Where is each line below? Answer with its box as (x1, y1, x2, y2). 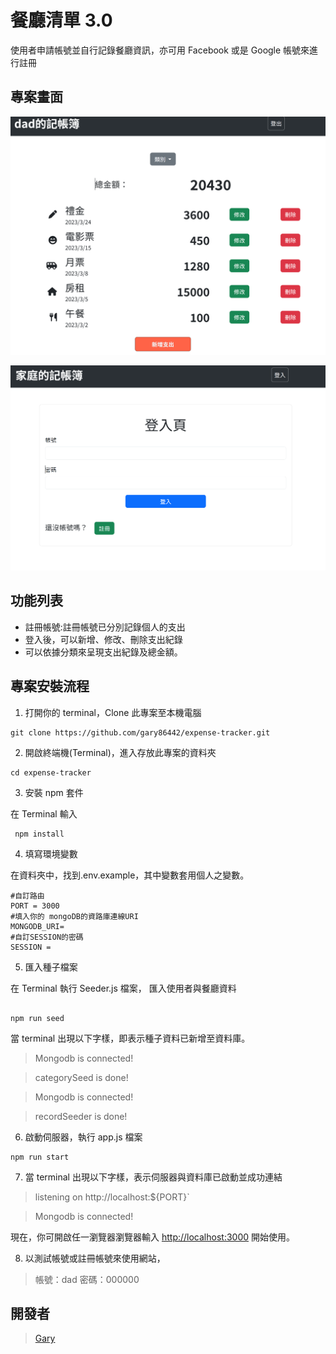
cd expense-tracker (10, 767, 92, 778)
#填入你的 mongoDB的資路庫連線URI (10, 911, 139, 921)
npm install (14, 829, 65, 839)
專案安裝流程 (10, 678, 90, 695)
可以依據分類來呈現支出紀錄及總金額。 (24, 646, 183, 658)
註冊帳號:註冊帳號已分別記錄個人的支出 (24, 621, 186, 633)
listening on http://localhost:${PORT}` (34, 1191, 190, 1203)
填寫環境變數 (24, 847, 78, 860)
